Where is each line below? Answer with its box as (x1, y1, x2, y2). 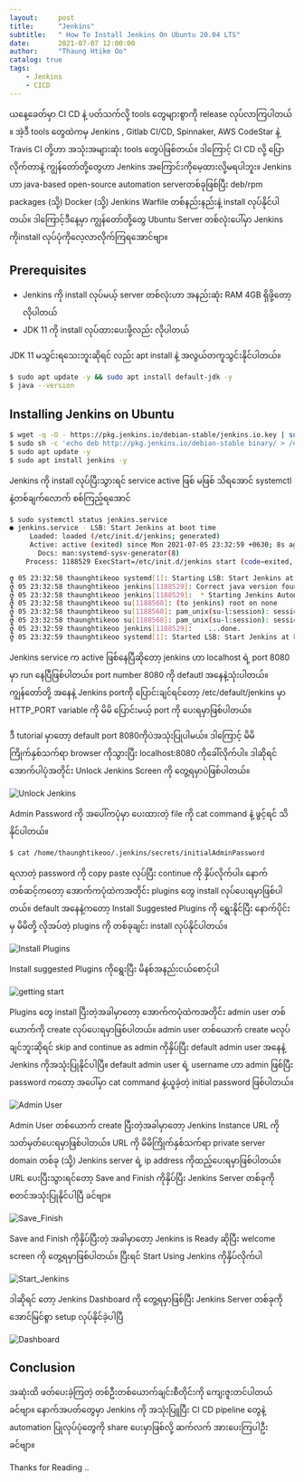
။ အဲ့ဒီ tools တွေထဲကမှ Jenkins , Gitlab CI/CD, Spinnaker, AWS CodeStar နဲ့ (9, 126, 280, 137)
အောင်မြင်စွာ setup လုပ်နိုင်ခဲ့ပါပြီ (9, 1311, 124, 1322)
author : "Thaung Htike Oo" (9, 47, 128, 56)
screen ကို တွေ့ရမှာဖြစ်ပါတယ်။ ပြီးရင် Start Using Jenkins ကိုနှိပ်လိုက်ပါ (9, 1250, 263, 1261)
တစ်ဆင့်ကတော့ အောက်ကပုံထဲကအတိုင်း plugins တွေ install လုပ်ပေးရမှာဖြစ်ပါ (9, 885, 283, 896)
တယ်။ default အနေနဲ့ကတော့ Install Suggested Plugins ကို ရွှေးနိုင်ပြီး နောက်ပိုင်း (9, 903, 291, 914)
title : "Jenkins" (9, 22, 95, 31)
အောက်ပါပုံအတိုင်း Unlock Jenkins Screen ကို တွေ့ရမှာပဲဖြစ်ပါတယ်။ (9, 765, 251, 776)
